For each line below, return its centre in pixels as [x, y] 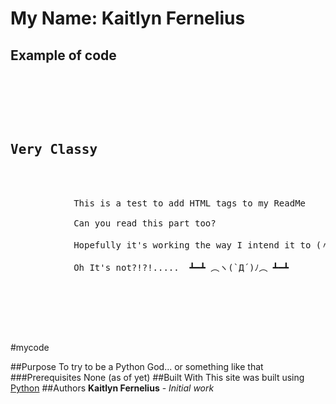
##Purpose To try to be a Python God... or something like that [137, 366]
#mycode [30, 347]
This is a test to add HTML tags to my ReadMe [190, 203]
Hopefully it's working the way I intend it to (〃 [202, 245]
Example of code [63, 55]
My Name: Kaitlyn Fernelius [128, 18]
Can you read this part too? [145, 223]
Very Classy [54, 150]
